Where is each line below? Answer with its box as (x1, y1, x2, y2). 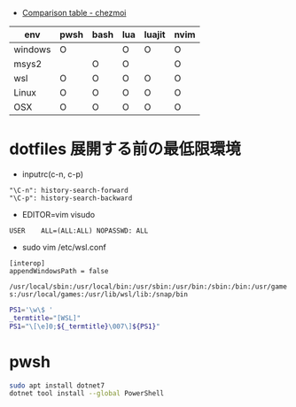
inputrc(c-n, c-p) (21, 168, 84, 180)
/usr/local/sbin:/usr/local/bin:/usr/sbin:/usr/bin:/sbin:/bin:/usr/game (9, 282, 288, 291)
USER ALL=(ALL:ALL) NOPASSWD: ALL (9, 226, 149, 235)
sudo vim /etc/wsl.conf (21, 242, 106, 252)
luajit (144, 28, 166, 41)
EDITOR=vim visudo (21, 209, 96, 219)
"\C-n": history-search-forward (9, 186, 129, 195)
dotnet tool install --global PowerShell (9, 389, 165, 398)
